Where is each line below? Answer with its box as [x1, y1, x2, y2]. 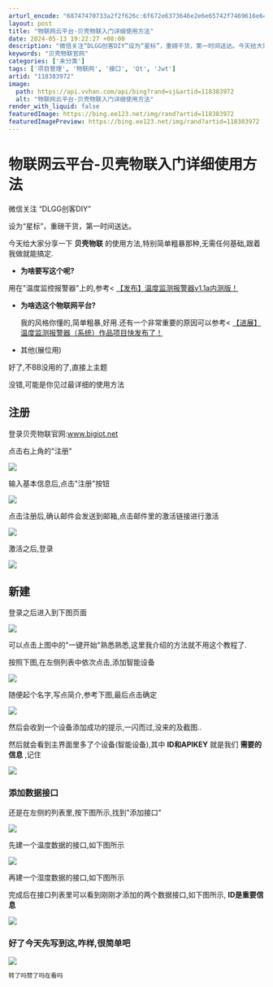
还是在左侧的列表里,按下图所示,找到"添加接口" [8, 807, 162, 817]
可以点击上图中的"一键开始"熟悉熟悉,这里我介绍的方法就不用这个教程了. [8, 640, 248, 650]
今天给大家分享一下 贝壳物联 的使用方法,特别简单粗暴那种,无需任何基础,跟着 [8, 238, 261, 248]
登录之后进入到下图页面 [8, 608, 87, 617]
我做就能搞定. [8, 249, 54, 258]
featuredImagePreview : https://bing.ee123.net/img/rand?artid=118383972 [8, 118, 260, 126]
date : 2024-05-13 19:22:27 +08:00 [8, 34, 126, 43]
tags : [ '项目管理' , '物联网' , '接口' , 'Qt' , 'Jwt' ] [8, 65, 176, 73]
